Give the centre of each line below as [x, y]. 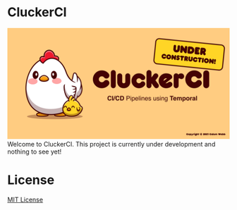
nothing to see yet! [35, 152]
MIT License [25, 199]
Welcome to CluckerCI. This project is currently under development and [111, 144]
